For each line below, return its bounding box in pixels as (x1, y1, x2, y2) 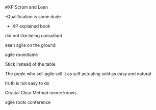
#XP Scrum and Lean (5, 4, 48, 10)
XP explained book (12, 23, 51, 29)
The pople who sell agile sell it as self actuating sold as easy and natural (5, 71, 151, 77)
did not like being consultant (5, 33, 63, 38)
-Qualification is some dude (5, 14, 61, 19)
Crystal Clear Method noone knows (5, 90, 77, 95)
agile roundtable (5, 52, 38, 57)
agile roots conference (5, 99, 51, 105)
